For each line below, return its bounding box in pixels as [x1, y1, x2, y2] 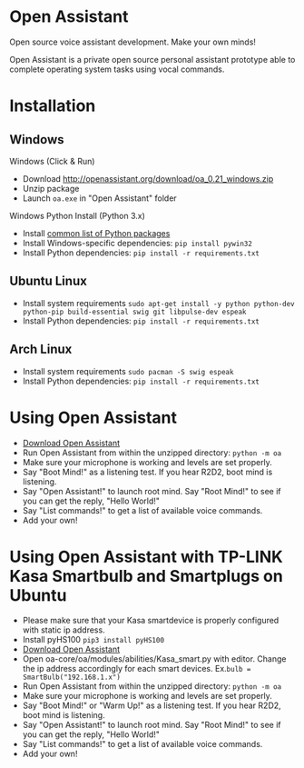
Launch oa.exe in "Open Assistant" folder [22, 193, 177, 204]
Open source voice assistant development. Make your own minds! [9, 36, 257, 47]
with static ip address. [22, 624, 106, 635]
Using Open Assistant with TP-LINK [9, 546, 283, 567]
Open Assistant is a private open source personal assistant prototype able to [9, 54, 296, 65]
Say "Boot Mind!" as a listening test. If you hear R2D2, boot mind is [22, 466, 273, 477]
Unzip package [22, 183, 80, 194]
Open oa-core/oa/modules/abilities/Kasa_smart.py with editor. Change [22, 653, 288, 664]
